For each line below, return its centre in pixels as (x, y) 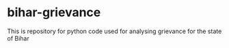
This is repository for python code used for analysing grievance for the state (114, 31)
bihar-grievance (54, 13)
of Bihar (18, 38)
